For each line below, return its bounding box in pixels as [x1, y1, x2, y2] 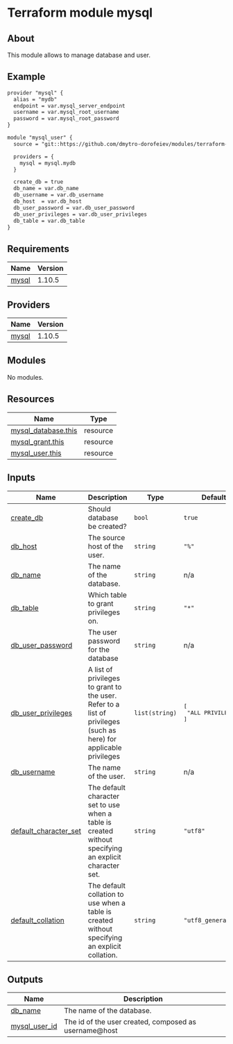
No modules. [7, 373, 44, 381]
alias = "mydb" [13, 96, 58, 103]
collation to [87, 889, 124, 899]
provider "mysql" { [7, 89, 64, 96]
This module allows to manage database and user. [7, 51, 151, 59]
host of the [87, 541, 123, 551]
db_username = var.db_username [13, 192, 104, 199]
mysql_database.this [10, 426, 78, 435]
